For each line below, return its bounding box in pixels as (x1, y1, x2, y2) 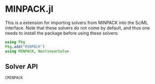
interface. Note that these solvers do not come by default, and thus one (5, 25, 150, 30)
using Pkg (5, 39, 26, 45)
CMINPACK (5, 75, 23, 81)
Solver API (5, 62, 38, 71)
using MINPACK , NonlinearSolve (5, 49, 69, 54)
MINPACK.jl (5, 3, 54, 15)
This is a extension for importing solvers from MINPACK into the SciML (5, 20, 149, 26)
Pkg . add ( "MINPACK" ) (5, 44, 45, 49)
